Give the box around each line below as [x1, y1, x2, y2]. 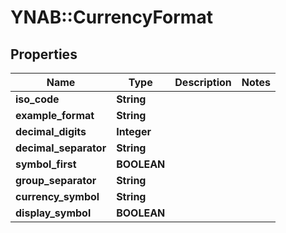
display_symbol [15, 206, 92, 220]
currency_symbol [15, 190, 100, 203]
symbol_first [15, 157, 77, 171]
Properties [10, 46, 78, 63]
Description [174, 76, 232, 89]
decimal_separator [15, 141, 107, 155]
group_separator [15, 174, 97, 187]
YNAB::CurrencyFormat [10, 6, 213, 29]
